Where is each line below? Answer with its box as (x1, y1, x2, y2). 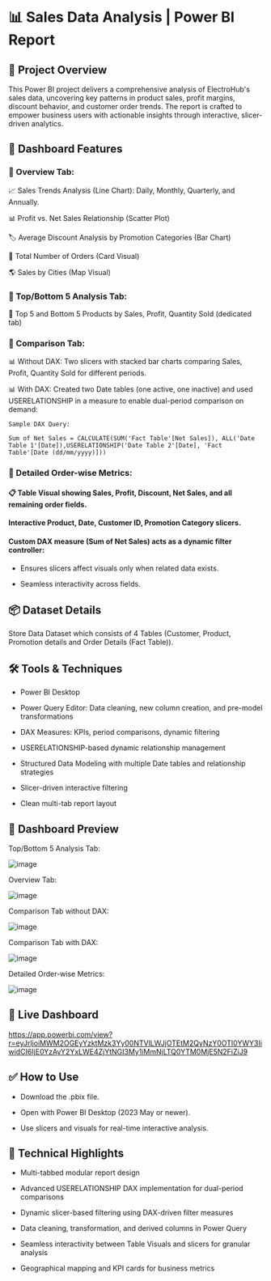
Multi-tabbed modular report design (19, 1168, 140, 1177)
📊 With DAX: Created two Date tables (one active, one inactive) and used (8, 384, 253, 394)
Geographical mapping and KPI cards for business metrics (19, 1263, 215, 1273)
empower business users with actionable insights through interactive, (8, 110, 240, 120)
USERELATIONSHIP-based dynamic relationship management (19, 743, 227, 753)
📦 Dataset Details (8, 603, 102, 617)
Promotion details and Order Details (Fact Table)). (8, 638, 174, 647)
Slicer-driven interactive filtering (19, 783, 128, 793)
